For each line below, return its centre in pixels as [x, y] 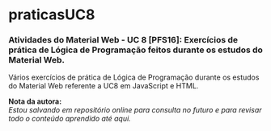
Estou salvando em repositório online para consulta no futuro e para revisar [135, 110]
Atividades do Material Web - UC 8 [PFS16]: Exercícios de [123, 40]
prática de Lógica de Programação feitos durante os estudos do [135, 50]
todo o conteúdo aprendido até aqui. [70, 119]
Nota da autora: [35, 101]
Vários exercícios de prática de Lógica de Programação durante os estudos [134, 77]
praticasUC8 [52, 15]
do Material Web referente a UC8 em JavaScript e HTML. [104, 86]
